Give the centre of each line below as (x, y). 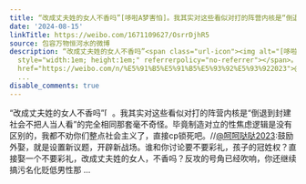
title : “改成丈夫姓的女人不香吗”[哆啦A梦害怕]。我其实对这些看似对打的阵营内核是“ (148, 18)
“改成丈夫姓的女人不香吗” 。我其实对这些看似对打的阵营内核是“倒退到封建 (150, 112)
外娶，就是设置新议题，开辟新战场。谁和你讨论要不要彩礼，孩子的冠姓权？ (149, 147)
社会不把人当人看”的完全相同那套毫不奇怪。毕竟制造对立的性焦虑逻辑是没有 (151, 124)
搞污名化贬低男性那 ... (50, 169)
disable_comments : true (55, 86)
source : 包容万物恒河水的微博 (60, 43)
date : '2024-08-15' (46, 26)
